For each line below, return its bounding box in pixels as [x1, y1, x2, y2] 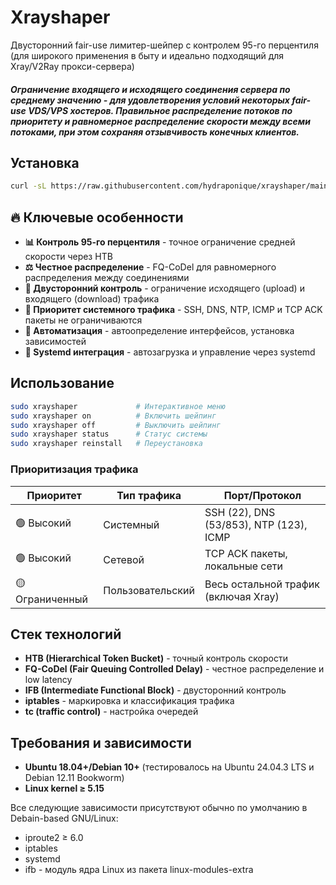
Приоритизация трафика [10, 462, 139, 476]
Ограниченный [15, 592, 88, 606]
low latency [24, 674, 73, 686]
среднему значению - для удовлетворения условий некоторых [10, 94, 290, 106]
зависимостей [24, 336, 87, 348]
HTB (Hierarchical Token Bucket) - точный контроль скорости [24, 652, 288, 665]
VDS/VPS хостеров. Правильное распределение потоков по [28, 104, 293, 116]
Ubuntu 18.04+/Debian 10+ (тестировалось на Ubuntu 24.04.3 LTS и [24, 761, 315, 773]
